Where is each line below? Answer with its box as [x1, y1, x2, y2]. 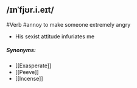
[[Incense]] [15, 75, 44, 82]
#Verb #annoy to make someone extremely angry [6, 21, 131, 28]
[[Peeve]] [15, 68, 39, 75]
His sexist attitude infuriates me [15, 33, 95, 40]
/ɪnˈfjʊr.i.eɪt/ [6, 5, 54, 15]
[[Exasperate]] [15, 62, 52, 69]
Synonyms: [6, 47, 37, 54]
